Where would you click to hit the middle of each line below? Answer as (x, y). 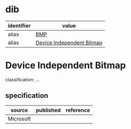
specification (27, 96)
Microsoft (19, 119)
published (48, 110)
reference (78, 110)
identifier (19, 26)
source (19, 110)
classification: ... (23, 79)
